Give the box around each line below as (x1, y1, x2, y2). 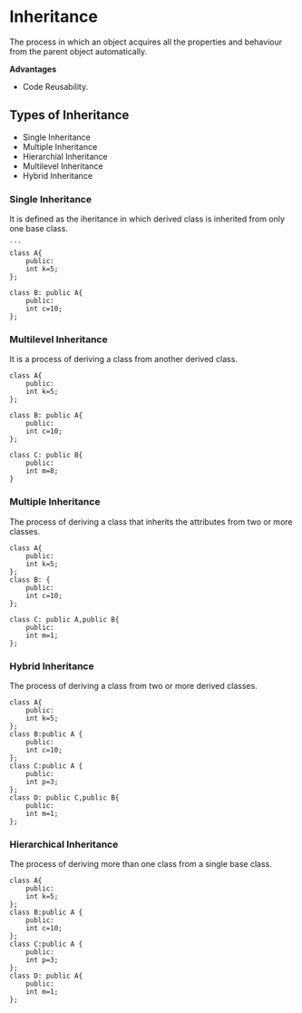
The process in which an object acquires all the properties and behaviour (9, 36, 283, 47)
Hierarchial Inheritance (22, 151, 108, 162)
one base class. (9, 223, 68, 234)
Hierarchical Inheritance (9, 838, 119, 851)
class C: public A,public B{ (9, 615, 120, 624)
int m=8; (25, 467, 59, 476)
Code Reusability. (22, 81, 89, 92)
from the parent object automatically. (9, 45, 148, 56)
